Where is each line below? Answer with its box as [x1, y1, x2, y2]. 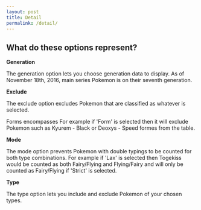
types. [6, 197, 22, 204]
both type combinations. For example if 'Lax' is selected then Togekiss [6, 154, 182, 162]
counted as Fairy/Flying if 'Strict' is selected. [6, 167, 117, 174]
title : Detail [6, 14, 42, 21]
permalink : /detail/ [6, 20, 59, 26]
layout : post [6, 8, 39, 15]
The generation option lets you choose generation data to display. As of [6, 70, 185, 77]
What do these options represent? [6, 42, 138, 52]
